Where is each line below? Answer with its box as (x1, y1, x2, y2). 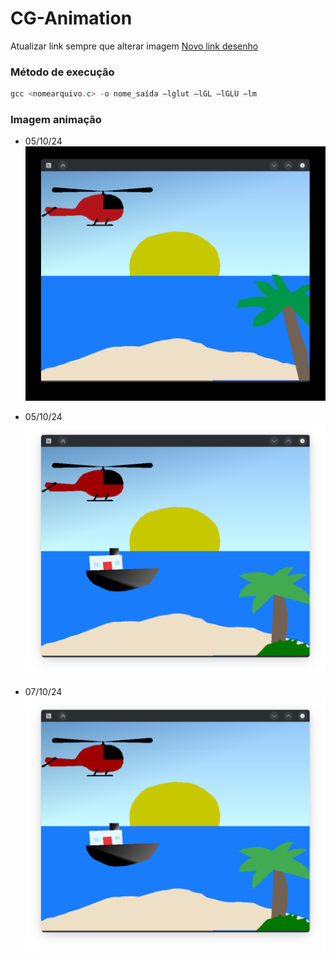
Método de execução (10, 65, 115, 79)
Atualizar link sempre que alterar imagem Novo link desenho (10, 40, 259, 52)
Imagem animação (10, 113, 102, 127)
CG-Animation (10, 7, 133, 30)
